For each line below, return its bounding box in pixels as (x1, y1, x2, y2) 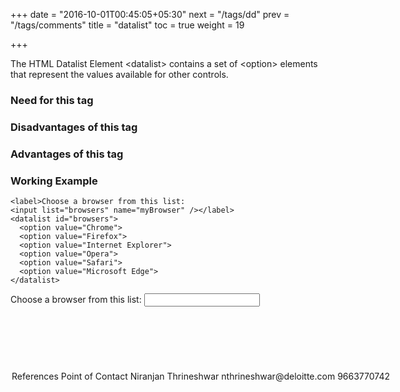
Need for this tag (10, 93, 94, 107)
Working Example (10, 174, 98, 188)
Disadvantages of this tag (10, 120, 138, 134)
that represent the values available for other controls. (10, 69, 229, 80)
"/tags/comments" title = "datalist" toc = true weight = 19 (10, 19, 245, 31)
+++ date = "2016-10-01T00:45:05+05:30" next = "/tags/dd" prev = (10, 9, 290, 20)
